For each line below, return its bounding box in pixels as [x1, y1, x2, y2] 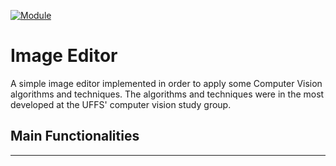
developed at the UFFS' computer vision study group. [10, 98, 232, 110]
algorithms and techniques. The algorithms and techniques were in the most [10, 88, 325, 100]
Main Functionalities [10, 128, 140, 145]
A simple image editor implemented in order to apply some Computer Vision [10, 77, 323, 89]
